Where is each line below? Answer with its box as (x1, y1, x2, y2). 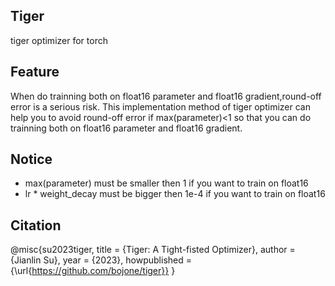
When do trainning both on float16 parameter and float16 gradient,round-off (10, 90, 322, 102)
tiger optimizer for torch (10, 34, 108, 46)
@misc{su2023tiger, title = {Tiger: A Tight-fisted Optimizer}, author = (10, 244, 296, 256)
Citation (10, 217, 62, 234)
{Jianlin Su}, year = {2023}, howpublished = (10, 254, 192, 266)
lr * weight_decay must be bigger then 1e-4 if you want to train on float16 (24, 188, 326, 200)
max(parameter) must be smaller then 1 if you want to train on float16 (24, 177, 309, 189)
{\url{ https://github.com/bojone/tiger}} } (10, 265, 176, 277)
